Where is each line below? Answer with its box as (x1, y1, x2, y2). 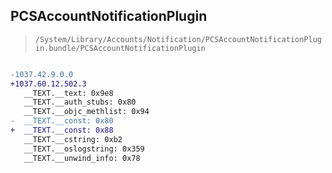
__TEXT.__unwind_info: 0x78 (23, 153, 141, 163)
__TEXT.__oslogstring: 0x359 (23, 144, 145, 154)
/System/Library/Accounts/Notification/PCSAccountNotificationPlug (34, 34, 322, 44)
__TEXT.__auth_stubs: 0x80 (23, 97, 137, 108)
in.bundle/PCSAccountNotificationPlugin (34, 43, 206, 53)
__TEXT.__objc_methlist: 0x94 (23, 107, 150, 117)
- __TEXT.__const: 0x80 (10, 116, 114, 126)
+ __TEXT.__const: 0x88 (10, 125, 114, 136)
